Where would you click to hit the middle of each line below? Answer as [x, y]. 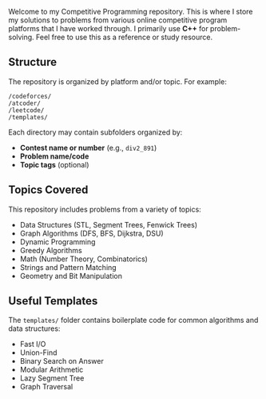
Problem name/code [54, 156]
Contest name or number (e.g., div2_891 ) [88, 147]
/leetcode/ [26, 110]
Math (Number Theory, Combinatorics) [83, 259]
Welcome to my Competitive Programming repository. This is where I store [131, 12]
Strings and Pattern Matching [68, 267]
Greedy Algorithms [51, 250]
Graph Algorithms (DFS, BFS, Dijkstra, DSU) [91, 233]
